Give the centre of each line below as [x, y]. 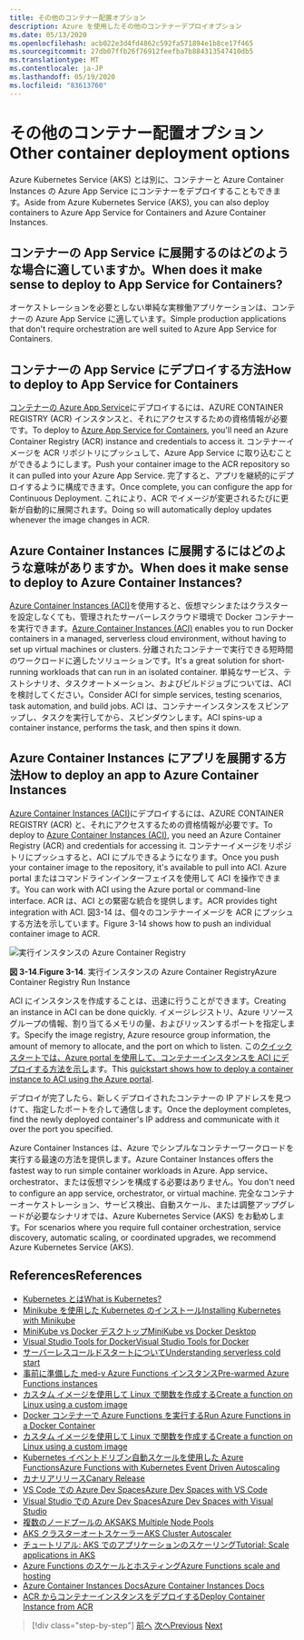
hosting [37, 1575]
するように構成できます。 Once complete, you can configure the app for [159, 487]
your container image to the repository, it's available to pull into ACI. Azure [148, 867]
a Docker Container [59, 1425]
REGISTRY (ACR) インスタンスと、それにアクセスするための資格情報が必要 [149, 419]
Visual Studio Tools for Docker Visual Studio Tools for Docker [136, 1341]
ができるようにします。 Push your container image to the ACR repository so [150, 464]
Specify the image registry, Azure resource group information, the [147, 1034]
